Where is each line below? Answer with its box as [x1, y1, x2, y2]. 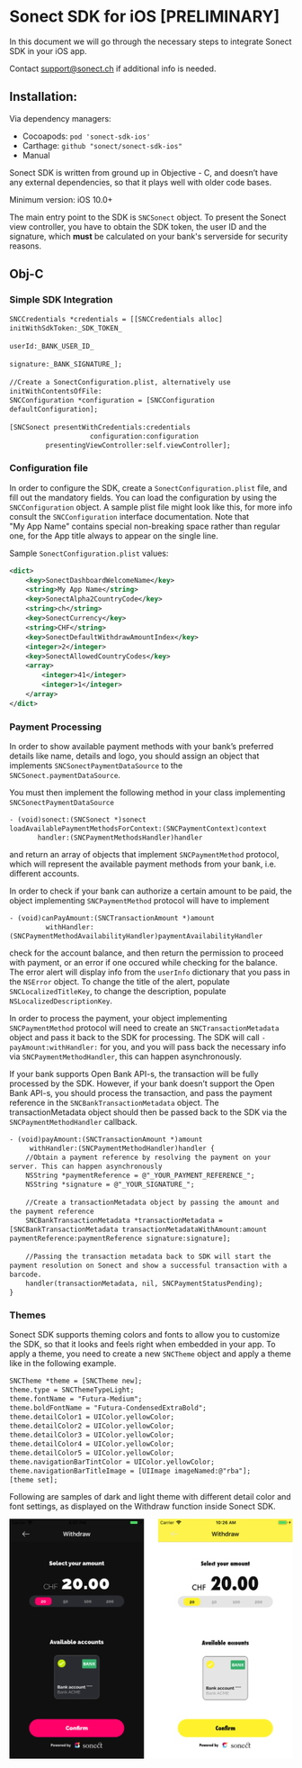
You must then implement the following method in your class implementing [9, 787, 286, 798]
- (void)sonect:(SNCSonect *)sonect [9, 815, 147, 825]
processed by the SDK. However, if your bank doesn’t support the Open [9, 1078, 276, 1089]
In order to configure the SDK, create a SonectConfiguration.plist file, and [9, 482, 288, 493]
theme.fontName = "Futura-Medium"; [9, 1394, 143, 1404]
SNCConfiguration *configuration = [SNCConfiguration [9, 396, 216, 405]
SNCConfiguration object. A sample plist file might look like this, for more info [9, 502, 293, 512]
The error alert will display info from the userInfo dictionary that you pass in [9, 966, 290, 978]
